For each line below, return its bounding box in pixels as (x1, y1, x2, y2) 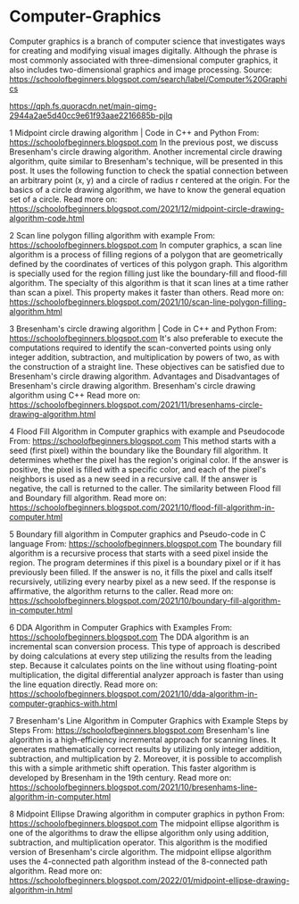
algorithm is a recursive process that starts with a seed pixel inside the (9, 548, 269, 558)
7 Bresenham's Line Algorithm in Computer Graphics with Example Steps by (9, 715, 288, 725)
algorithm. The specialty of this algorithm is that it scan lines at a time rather (9, 277, 289, 288)
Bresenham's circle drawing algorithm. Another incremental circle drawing (9, 146, 283, 157)
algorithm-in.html (9, 884, 73, 895)
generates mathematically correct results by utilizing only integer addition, (9, 743, 283, 754)
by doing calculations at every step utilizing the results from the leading (9, 650, 272, 661)
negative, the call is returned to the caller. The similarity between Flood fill (9, 482, 281, 493)
